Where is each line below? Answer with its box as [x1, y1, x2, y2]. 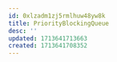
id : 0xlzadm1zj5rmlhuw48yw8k [8, 11, 106, 20]
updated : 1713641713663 [8, 34, 88, 43]
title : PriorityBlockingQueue [8, 19, 110, 27]
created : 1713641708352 [8, 42, 88, 50]
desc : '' [8, 27, 38, 35]
